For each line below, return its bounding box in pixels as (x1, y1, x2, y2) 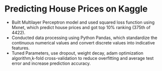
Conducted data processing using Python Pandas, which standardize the (11, 35, 158, 41)
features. (11, 45, 30, 51)
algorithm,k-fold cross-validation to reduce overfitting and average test (11, 55, 154, 61)
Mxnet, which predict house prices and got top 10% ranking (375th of (11, 24, 151, 30)
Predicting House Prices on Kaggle (4, 3, 148, 14)
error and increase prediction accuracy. (11, 60, 91, 66)
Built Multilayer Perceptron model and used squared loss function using (11, 19, 155, 25)
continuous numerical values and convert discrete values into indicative (11, 40, 155, 45)
